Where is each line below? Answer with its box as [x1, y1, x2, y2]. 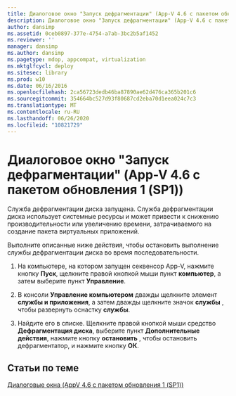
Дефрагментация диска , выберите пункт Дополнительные [17, 326, 200, 335]
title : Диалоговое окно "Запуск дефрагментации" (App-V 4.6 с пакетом [7, 10, 218, 18]
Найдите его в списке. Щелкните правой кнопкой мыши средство [17, 319, 216, 328]
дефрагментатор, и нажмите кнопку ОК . [17, 342, 139, 350]
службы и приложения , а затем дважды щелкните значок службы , [17, 298, 224, 307]
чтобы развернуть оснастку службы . [17, 305, 131, 314]
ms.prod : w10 [7, 75, 46, 83]
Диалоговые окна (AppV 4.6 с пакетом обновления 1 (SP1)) [7, 381, 184, 389]
